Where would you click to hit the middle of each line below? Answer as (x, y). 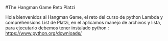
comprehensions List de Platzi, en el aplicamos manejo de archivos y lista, (83, 23)
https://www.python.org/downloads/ (44, 33)
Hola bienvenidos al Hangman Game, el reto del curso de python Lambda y (84, 17)
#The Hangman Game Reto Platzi (40, 7)
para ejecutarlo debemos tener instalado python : (57, 28)
